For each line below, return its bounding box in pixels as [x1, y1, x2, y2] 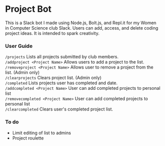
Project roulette [12, 135, 44, 141]
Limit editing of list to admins [12, 130, 71, 136]
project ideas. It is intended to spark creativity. [5, 30, 100, 36]
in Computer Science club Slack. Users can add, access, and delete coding [5, 25, 159, 31]
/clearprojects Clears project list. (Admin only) [5, 75, 102, 81]
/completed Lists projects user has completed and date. [5, 80, 118, 86]
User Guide [5, 42, 33, 49]
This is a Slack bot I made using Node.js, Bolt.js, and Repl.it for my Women [5, 20, 157, 26]
